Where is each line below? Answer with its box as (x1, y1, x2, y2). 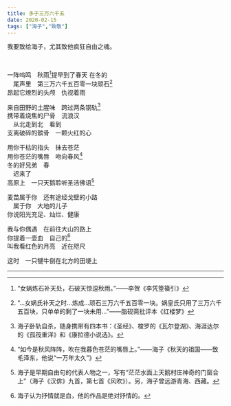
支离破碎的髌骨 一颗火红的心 (7, 128, 91, 137)
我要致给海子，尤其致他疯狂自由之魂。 (7, 43, 115, 51)
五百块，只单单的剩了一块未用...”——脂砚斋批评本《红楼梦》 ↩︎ (16, 307, 195, 316)
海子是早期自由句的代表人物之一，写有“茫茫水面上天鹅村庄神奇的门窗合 (16, 368, 219, 376)
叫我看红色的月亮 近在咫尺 (7, 242, 86, 251)
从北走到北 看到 (12, 120, 62, 128)
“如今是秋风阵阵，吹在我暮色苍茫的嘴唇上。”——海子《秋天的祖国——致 (16, 345, 219, 354)
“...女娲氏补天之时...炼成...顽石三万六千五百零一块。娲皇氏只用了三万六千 (16, 299, 222, 307)
